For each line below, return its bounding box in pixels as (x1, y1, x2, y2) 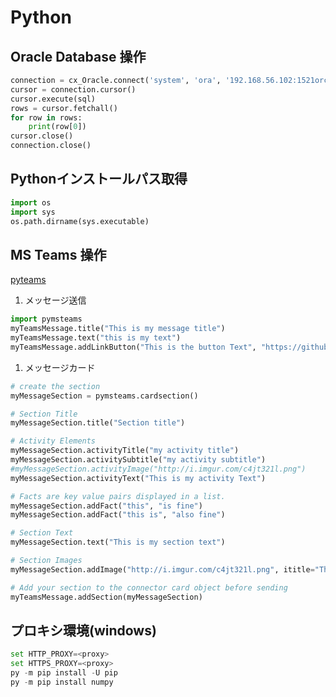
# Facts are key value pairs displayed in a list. (10, 491, 226, 501)
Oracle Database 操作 (10, 48, 147, 65)
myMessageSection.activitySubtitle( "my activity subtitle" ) (10, 455, 267, 465)
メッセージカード (24, 361, 96, 373)
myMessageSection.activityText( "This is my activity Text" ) (10, 473, 267, 483)
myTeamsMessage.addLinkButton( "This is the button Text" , (10, 342, 257, 352)
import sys (10, 207, 56, 217)
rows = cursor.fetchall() (10, 103, 118, 113)
